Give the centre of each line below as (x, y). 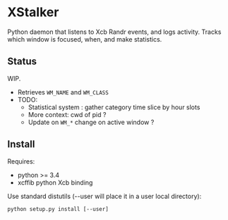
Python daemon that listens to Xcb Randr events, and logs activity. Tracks (114, 32)
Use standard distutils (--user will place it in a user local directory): (104, 196)
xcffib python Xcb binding (55, 182)
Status (22, 62)
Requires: (21, 161)
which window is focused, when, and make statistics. (85, 39)
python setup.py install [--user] (58, 209)
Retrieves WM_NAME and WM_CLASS (63, 92)
